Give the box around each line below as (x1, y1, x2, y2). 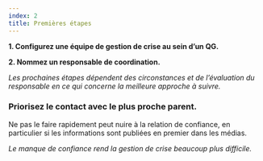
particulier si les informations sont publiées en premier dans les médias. (8, 128, 248, 138)
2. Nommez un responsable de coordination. (8, 57, 161, 67)
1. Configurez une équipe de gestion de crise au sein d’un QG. (8, 41, 219, 51)
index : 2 (8, 11, 38, 20)
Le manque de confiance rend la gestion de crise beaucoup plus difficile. (8, 143, 253, 153)
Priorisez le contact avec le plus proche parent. (8, 101, 198, 113)
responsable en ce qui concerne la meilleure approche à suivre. (8, 81, 221, 91)
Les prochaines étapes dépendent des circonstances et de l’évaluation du (8, 72, 256, 82)
